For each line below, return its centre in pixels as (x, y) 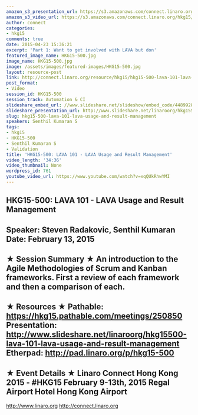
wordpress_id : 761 (29, 171)
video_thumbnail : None (34, 166)
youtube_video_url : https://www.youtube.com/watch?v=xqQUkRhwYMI (88, 177)
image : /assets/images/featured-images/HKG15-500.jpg (74, 67)
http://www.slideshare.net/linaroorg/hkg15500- (96, 335)
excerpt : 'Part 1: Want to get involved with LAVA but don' (82, 50)
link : (13, 77)
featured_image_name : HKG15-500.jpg (51, 56)
